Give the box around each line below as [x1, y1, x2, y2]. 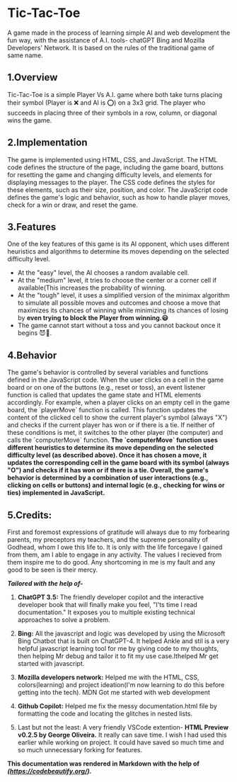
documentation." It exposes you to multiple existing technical [17, 608, 196, 616]
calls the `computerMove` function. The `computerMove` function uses [7, 436, 218, 444]
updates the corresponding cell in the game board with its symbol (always [7, 458, 230, 467]
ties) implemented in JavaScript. [7, 489, 105, 497]
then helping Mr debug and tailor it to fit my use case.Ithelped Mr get [17, 652, 219, 660]
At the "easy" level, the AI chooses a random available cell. [17, 268, 190, 277]
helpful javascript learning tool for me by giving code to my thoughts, [17, 645, 219, 652]
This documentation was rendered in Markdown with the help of [7, 759, 200, 768]
